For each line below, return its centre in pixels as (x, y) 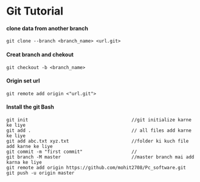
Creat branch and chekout (40, 54)
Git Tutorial (35, 11)
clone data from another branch (47, 28)
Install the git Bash (30, 107)
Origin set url (23, 81)
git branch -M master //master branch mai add (100, 157)
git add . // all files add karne (99, 130)
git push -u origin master (40, 173)
